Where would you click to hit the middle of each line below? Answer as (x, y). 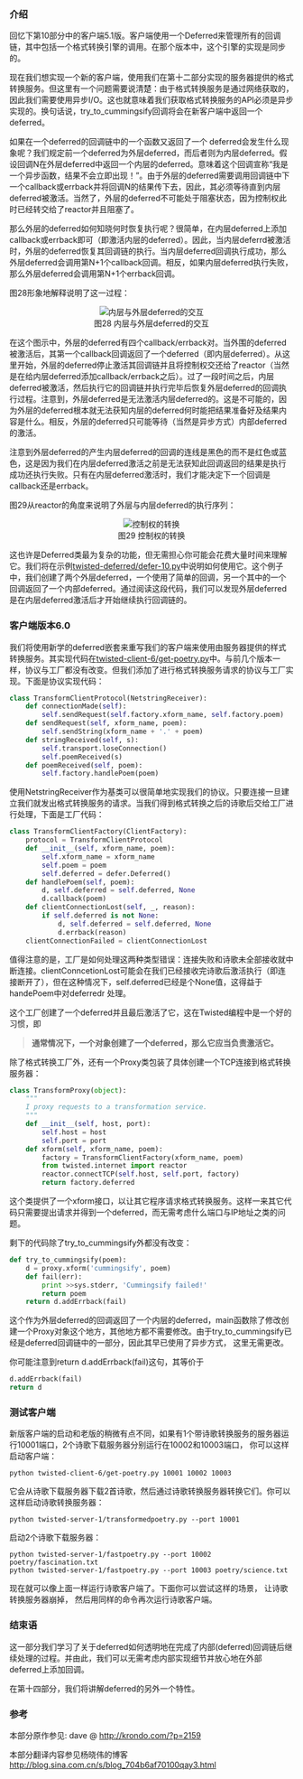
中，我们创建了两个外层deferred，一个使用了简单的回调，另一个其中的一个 (148, 577)
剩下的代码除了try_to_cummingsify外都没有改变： (101, 1243)
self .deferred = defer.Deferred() (106, 873)
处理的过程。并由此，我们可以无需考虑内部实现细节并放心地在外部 (139, 1658)
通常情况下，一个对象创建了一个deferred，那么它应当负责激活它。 (155, 1043)
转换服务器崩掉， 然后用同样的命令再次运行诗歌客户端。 (113, 1599)
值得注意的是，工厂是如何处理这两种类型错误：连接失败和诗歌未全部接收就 (147, 959)
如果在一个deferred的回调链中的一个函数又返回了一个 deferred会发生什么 (145, 142)
